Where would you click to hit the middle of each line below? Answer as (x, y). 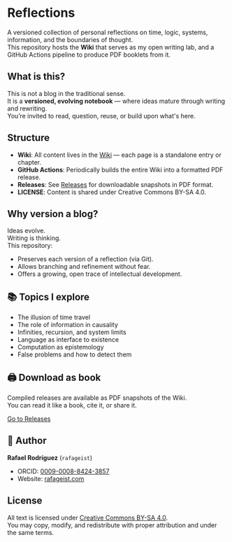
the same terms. (31, 532)
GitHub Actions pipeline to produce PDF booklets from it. (89, 55)
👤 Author (27, 441)
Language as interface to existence (68, 340)
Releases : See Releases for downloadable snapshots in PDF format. (115, 184)
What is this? (36, 77)
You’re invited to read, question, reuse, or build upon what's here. (101, 116)
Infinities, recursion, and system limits (72, 332)
